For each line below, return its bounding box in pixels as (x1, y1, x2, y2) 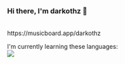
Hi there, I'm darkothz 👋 (7, 6, 88, 16)
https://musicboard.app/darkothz (7, 29, 101, 37)
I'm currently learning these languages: (7, 43, 118, 51)
